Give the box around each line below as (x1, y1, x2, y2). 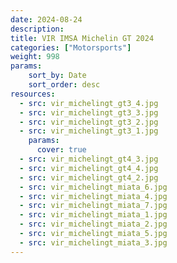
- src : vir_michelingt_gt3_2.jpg (19, 117, 159, 127)
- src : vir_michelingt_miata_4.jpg (19, 191, 168, 201)
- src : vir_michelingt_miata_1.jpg (19, 210, 168, 220)
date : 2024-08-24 (10, 14, 83, 25)
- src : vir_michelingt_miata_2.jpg (19, 219, 168, 230)
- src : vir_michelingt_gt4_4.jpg (19, 163, 159, 173)
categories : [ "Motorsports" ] (10, 42, 132, 53)
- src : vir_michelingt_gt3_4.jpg (19, 98, 159, 108)
